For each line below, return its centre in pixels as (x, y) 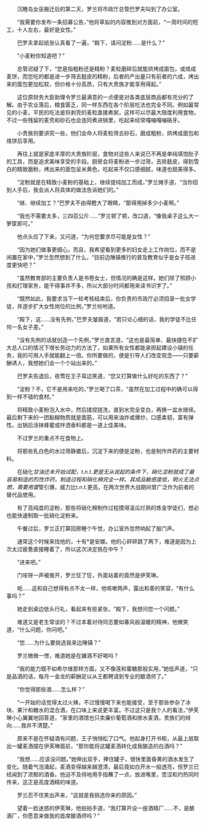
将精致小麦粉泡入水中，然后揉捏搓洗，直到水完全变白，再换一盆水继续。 (108, 410)
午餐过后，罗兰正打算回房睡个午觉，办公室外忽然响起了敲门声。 (97, 528)
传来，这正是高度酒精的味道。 (44, 782)
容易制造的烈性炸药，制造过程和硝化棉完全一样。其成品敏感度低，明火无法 (100, 479)
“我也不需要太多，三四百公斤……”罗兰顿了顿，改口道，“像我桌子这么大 (105, 216)
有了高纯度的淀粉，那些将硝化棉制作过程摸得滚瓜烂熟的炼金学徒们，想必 (108, 508)
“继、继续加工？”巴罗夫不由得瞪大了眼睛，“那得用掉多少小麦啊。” (98, 203)
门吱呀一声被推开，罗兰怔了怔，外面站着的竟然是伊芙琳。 (89, 575)
